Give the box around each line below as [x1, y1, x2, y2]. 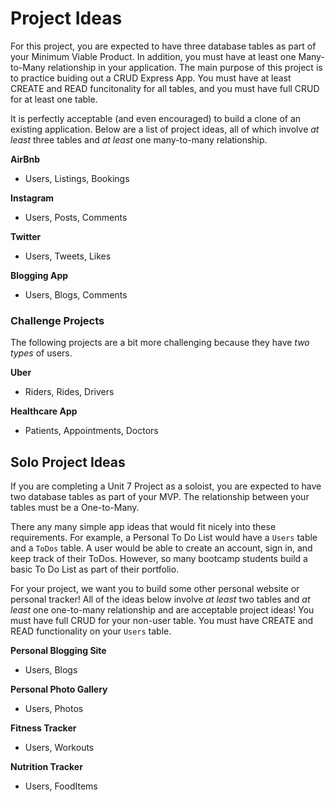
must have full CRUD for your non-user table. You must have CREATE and [10, 615, 314, 627]
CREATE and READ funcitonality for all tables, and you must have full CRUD [10, 82, 320, 94]
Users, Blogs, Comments [24, 288, 128, 301]
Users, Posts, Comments [24, 211, 128, 223]
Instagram [10, 192, 55, 204]
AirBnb [10, 153, 41, 165]
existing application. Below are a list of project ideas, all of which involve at [10, 123, 320, 135]
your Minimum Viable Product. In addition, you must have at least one [10, 50, 297, 62]
